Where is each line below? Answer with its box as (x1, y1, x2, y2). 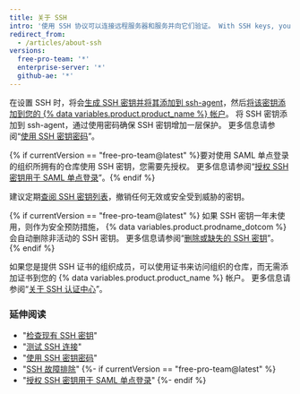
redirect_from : (9, 30, 66, 39)
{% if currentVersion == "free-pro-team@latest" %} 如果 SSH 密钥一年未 (9, 210, 278, 220)
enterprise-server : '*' (17, 64, 106, 73)
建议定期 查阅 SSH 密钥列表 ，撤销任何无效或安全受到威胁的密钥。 (9, 191, 250, 201)
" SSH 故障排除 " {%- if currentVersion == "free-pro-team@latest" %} (21, 364, 276, 374)
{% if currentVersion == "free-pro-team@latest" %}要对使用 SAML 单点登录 (9, 150, 289, 160)
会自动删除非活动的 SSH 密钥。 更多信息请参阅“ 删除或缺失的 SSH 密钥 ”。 (9, 232, 279, 243)
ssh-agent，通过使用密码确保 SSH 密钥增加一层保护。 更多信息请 (26, 119, 269, 130)
